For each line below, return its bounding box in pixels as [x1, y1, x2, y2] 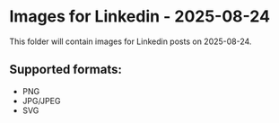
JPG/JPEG [22, 95, 61, 106]
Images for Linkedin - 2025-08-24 [9, 6, 271, 27]
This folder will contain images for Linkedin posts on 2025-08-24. [9, 36, 252, 47]
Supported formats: [9, 62, 123, 77]
